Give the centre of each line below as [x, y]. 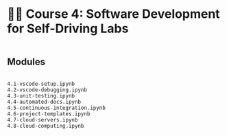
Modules [26, 62]
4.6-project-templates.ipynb [49, 114]
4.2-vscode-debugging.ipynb [47, 90]
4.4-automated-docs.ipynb [44, 102]
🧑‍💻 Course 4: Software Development [114, 14]
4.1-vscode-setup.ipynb [41, 84]
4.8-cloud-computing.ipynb [46, 126]
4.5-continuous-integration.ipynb [57, 108]
